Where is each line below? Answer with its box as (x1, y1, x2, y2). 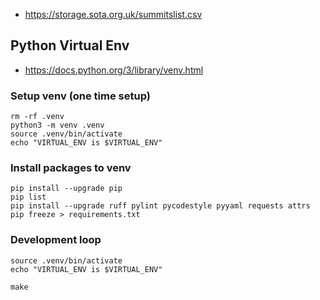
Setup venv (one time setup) (10, 89, 151, 103)
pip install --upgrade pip (10, 184, 123, 194)
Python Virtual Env (10, 37, 130, 54)
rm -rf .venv (10, 112, 65, 122)
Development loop (10, 233, 102, 247)
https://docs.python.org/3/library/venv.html (24, 64, 204, 76)
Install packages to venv (10, 161, 132, 175)
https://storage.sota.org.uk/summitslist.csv (24, 9, 203, 20)
